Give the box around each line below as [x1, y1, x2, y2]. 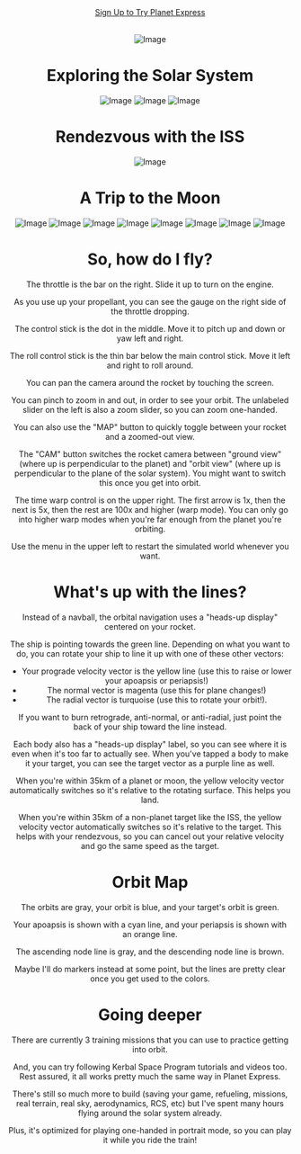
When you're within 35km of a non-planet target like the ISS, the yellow [18, 811, 282, 822]
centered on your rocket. [103, 621, 197, 631]
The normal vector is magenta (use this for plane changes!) [47, 684, 267, 695]
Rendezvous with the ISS [55, 127, 245, 148]
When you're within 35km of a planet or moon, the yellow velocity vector [15, 775, 285, 786]
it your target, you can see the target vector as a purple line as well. [25, 757, 275, 768]
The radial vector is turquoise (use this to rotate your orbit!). [46, 694, 268, 705]
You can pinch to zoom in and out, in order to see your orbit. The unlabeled [11, 394, 289, 406]
